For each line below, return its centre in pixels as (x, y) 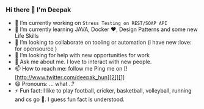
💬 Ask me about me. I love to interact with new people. (83, 62)
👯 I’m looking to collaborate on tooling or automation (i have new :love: (103, 43)
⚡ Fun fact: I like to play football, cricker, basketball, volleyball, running (103, 91)
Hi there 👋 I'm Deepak (38, 10)
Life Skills (27, 36)
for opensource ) (36, 49)
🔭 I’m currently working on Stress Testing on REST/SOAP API (91, 23)
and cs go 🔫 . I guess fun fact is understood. (69, 99)
